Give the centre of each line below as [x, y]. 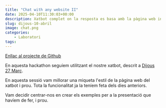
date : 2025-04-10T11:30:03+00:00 [40, 14]
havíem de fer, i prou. [27, 100]
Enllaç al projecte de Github [33, 56]
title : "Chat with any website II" [42, 10]
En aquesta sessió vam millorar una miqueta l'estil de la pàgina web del [78, 80]
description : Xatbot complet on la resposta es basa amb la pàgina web [80, 19]
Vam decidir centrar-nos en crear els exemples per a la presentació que [78, 95]
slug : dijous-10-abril [28, 23]
